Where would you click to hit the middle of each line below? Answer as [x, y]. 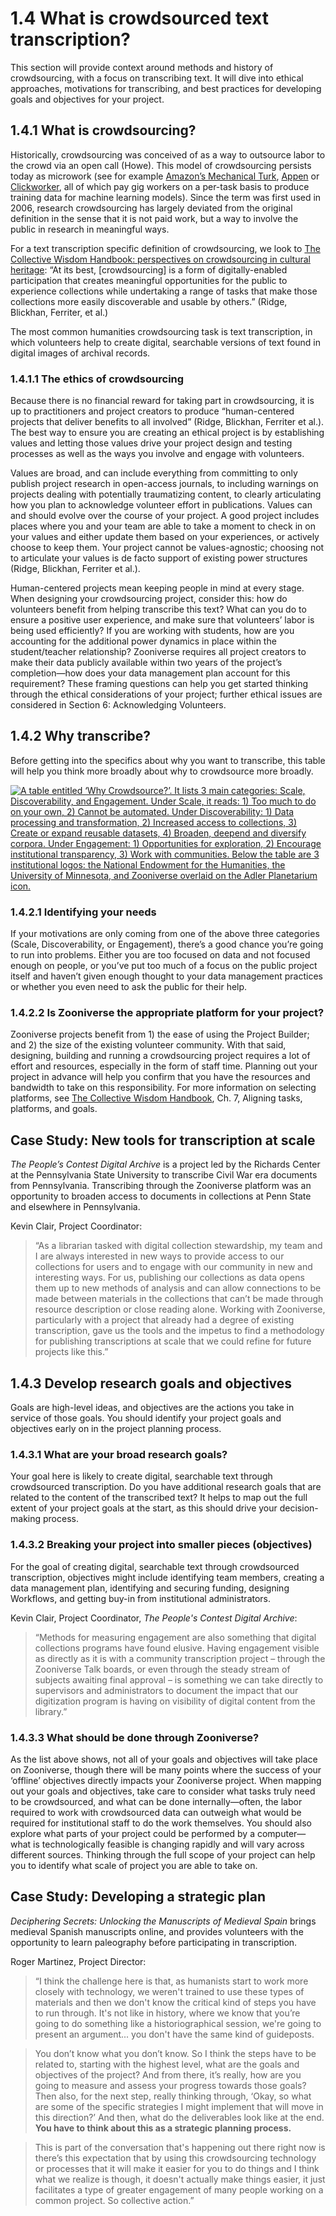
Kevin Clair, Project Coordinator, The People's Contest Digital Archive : [154, 1618]
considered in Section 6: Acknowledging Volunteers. [118, 705]
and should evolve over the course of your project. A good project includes [165, 516]
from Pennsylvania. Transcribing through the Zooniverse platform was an [161, 1186]
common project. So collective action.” [114, 2200]
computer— [281, 1833]
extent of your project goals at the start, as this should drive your [144, 1508]
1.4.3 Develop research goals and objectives [151, 1383]
